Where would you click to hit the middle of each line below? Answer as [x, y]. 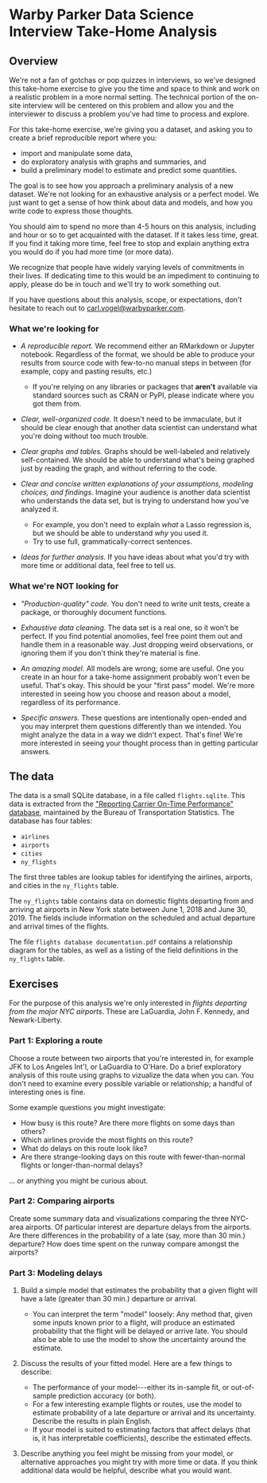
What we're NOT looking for [64, 586]
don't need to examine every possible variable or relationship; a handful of [131, 1083]
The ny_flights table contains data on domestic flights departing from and [131, 901]
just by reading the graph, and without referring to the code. [119, 468]
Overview [34, 61]
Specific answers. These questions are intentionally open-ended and [133, 718]
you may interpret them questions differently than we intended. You [131, 726]
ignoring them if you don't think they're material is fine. [110, 653]
